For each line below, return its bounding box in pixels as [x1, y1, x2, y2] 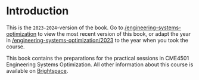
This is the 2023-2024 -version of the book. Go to [6, 24, 124, 31]
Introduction [6, 4, 69, 18]
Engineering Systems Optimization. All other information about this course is [6, 61, 194, 68]
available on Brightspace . [6, 67, 69, 74]
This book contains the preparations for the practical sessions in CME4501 [6, 54, 189, 61]
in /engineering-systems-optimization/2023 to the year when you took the [6, 36, 189, 44]
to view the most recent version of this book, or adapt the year [38, 30, 191, 37]
